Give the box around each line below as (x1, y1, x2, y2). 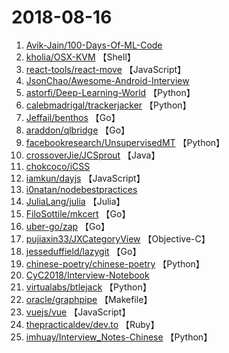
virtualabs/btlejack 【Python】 (25, 281, 152, 293)
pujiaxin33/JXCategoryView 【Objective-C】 (25, 232, 211, 245)
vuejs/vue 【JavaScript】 (25, 306, 131, 318)
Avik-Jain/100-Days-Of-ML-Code (25, 39, 163, 51)
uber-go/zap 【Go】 (25, 220, 110, 232)
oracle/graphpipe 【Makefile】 (25, 293, 153, 305)
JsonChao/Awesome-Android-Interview (25, 74, 190, 86)
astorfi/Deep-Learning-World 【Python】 (25, 86, 196, 98)
